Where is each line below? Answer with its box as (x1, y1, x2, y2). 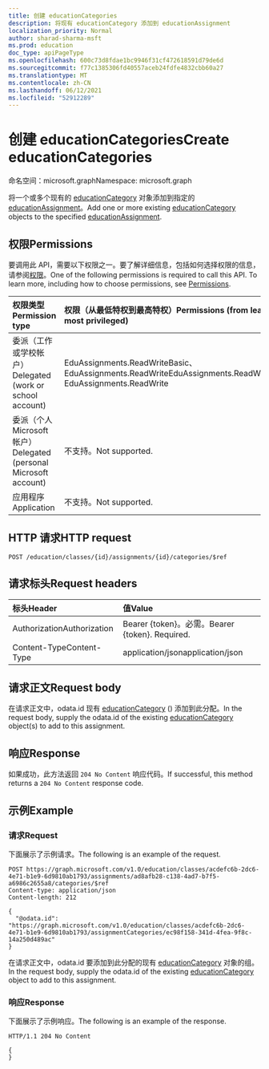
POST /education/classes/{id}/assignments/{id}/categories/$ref (8, 553, 227, 561)
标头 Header (12, 602, 58, 613)
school (12, 390, 38, 401)
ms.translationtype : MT (8, 71, 88, 79)
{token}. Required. (122, 629, 191, 640)
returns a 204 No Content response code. (8, 779, 144, 788)
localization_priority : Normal (8, 26, 113, 34)
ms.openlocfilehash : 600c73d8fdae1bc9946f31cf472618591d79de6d (8, 57, 224, 65)
